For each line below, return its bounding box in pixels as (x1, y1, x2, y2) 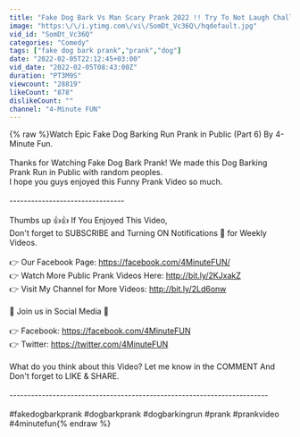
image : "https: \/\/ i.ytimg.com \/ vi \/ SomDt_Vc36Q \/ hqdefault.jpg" (9, 21, 257, 30)
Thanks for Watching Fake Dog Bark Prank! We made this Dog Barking (9, 157, 268, 168)
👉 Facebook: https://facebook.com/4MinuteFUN (9, 325, 191, 336)
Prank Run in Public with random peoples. (9, 167, 163, 178)
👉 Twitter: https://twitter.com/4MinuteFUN (9, 339, 169, 349)
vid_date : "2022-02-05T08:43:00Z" (9, 63, 138, 72)
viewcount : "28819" (9, 80, 82, 88)
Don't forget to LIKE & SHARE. (9, 371, 120, 382)
